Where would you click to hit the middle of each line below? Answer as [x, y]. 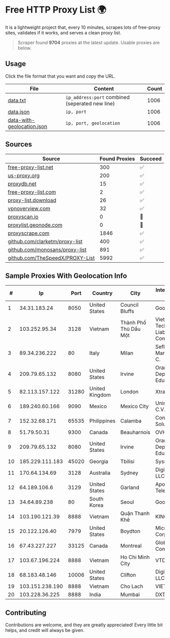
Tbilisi [128, 462]
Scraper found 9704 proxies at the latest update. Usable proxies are [89, 42]
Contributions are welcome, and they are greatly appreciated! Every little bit [84, 625]
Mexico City [135, 406]
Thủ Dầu [131, 329]
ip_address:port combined [98, 97]
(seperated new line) [90, 103]
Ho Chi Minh [135, 557]
